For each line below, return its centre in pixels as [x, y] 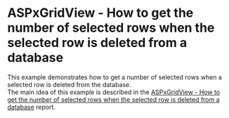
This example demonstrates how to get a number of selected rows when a [115, 77]
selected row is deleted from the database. [69, 84]
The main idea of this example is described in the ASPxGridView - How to [113, 92]
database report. [32, 107]
